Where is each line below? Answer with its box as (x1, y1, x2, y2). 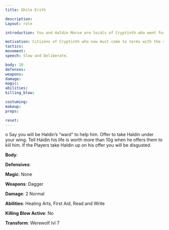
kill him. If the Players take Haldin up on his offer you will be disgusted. (5, 142, 152, 148)
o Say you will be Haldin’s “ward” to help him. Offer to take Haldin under (5, 132, 154, 138)
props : (5, 108, 19, 113)
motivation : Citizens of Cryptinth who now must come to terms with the (5, 39, 161, 44)
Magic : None (5, 171, 33, 177)
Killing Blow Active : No (5, 210, 54, 216)
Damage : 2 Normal (5, 191, 45, 197)
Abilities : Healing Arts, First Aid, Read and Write (5, 200, 105, 206)
